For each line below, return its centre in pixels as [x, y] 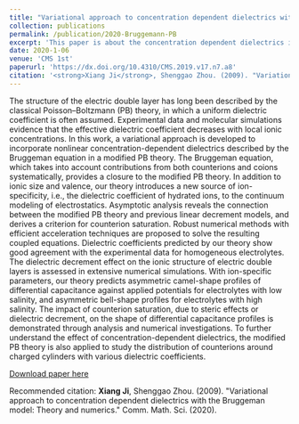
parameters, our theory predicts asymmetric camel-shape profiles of [135, 281]
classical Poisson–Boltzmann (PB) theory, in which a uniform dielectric [138, 110]
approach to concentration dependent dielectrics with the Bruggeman [137, 400]
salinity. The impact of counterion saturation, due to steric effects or [134, 309]
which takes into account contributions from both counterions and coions [144, 167]
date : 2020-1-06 [39, 51]
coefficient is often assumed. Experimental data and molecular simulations [145, 119]
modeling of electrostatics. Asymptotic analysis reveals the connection [139, 205]
